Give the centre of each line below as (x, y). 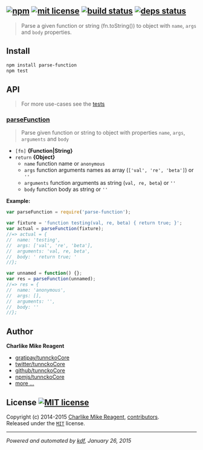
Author (20, 331)
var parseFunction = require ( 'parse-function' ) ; (69, 212)
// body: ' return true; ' (42, 257)
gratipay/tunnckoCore (42, 358)
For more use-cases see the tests (63, 104)
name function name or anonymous (65, 164)
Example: (18, 201)
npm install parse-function (42, 65)
